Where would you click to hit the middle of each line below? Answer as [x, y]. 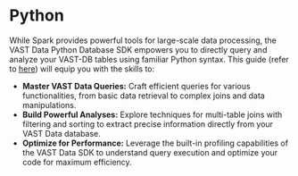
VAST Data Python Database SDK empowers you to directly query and [138, 49]
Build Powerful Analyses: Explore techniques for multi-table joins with [152, 114]
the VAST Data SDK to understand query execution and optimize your [150, 152]
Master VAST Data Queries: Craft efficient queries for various [137, 86]
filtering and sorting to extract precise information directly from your [148, 124]
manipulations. [49, 105]
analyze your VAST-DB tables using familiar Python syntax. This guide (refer [149, 59]
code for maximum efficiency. [77, 162]
